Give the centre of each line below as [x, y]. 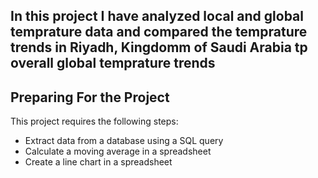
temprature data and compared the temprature [159, 32]
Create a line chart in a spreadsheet [98, 162]
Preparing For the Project [90, 97]
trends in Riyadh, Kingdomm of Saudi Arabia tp [159, 47]
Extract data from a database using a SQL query [124, 141]
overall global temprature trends [113, 63]
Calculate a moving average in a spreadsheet [118, 151]
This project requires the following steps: [94, 121]
